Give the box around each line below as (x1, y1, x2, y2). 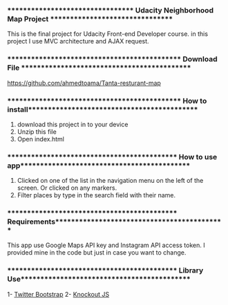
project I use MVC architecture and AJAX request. (7, 37, 150, 46)
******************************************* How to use (7, 152, 218, 161)
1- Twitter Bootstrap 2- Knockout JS (7, 290, 110, 298)
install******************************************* (7, 104, 198, 114)
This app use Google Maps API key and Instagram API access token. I (7, 241, 205, 250)
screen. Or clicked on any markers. (17, 184, 117, 192)
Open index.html (17, 135, 64, 143)
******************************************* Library (7, 266, 204, 275)
